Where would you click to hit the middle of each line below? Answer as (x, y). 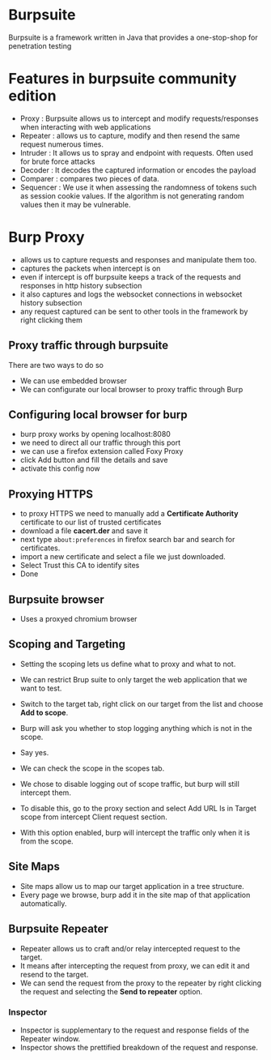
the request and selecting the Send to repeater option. (111, 991)
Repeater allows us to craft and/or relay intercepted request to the (130, 948)
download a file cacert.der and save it (84, 531)
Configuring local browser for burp (98, 415)
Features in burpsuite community (123, 79)
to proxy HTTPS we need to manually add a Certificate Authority (129, 514)
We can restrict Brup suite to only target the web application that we (133, 679)
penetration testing (40, 45)
